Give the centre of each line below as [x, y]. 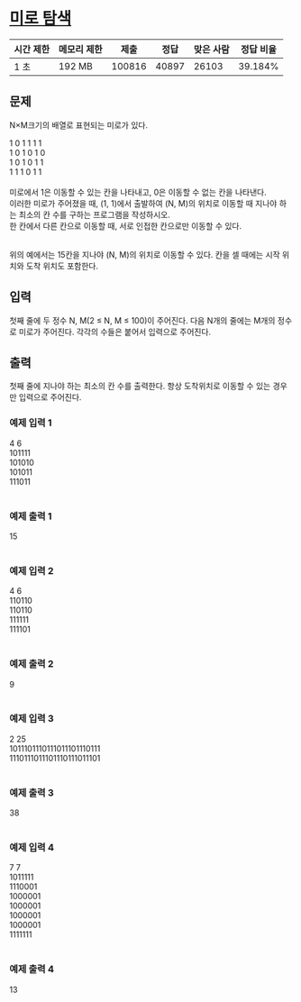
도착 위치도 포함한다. [62, 266]
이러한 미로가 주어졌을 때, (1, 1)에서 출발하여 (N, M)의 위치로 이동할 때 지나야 [143, 203]
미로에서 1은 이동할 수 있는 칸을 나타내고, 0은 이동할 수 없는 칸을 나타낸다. [138, 192]
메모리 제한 [81, 49]
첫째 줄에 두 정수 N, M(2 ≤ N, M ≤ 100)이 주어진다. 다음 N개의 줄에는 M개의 [142, 320]
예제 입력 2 [32, 570]
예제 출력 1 [31, 516]
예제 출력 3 [32, 792]
